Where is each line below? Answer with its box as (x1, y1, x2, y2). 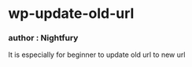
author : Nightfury (8, 33, 79, 44)
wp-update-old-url (8, 5, 135, 23)
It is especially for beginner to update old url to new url (8, 50, 186, 59)
